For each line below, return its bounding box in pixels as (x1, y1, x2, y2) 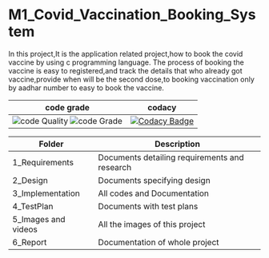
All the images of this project (98, 218, 206, 229)
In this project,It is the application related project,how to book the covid (8, 49, 243, 58)
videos (12, 224, 38, 235)
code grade (45, 101, 90, 113)
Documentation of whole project (98, 236, 219, 248)
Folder (38, 138, 64, 149)
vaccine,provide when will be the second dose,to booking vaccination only (8, 74, 255, 84)
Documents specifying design (98, 174, 211, 185)
